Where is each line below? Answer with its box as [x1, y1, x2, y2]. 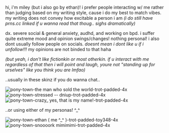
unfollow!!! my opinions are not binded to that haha [5, 47, 111, 52]
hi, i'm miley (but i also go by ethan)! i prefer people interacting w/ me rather [5, 5, 164, 10]
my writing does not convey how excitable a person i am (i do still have [5, 15, 153, 21]
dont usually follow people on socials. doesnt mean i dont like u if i [5, 41, 144, 47]
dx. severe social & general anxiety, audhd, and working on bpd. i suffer [5, 30, 155, 36]
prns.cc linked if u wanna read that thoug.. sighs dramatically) [5, 20, 136, 26]
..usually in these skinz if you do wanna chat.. [5, 77, 100, 82]
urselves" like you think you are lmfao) [5, 67, 86, 73]
